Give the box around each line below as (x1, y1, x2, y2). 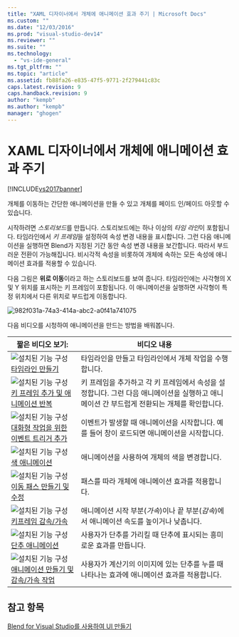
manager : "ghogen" (7, 110, 62, 117)
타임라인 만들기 (11, 364, 59, 374)
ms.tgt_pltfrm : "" (7, 63, 62, 71)
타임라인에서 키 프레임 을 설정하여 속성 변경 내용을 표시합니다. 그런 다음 (16, 232, 212, 241)
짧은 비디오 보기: (16, 339, 69, 349)
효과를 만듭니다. (95, 540, 146, 550)
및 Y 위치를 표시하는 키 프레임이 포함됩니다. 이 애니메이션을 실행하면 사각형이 (7, 283, 221, 291)
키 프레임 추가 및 (11, 388, 63, 398)
